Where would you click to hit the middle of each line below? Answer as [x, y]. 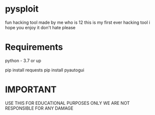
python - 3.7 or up [23, 60]
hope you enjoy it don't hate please [40, 27]
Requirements [34, 47]
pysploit [22, 9]
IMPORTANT [31, 90]
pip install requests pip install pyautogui [45, 70]
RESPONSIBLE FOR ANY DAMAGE [39, 108]
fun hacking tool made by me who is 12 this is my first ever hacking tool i [78, 22]
